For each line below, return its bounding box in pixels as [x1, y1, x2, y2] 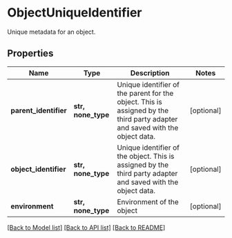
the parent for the [117, 88, 174, 98]
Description [130, 68, 170, 77]
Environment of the [117, 197, 180, 206]
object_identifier [10, 164, 66, 174]
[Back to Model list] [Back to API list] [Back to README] [7, 223, 166, 232]
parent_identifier [10, 106, 67, 115]
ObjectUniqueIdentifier [7, 5, 143, 21]
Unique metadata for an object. [7, 28, 96, 36]
